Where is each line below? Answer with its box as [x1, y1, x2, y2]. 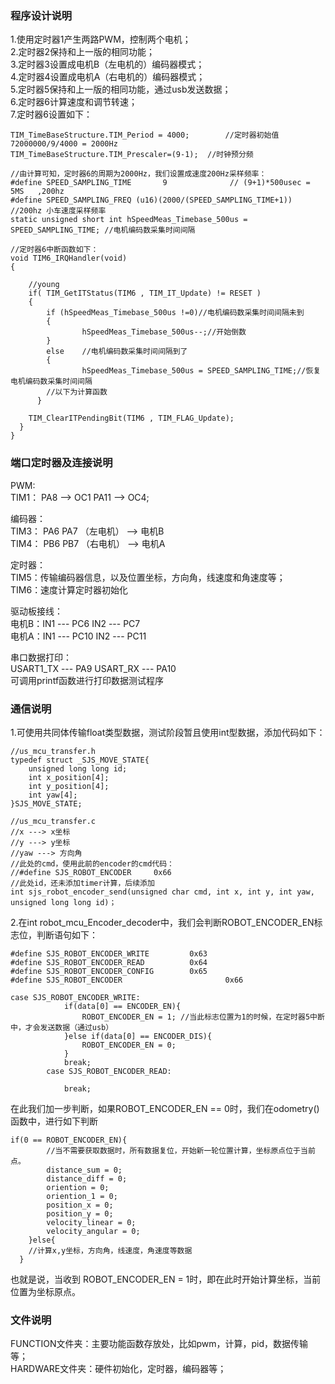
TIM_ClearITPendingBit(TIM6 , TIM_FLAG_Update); [28, 413, 235, 424]
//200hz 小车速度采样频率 [10, 206, 107, 216]
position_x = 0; [46, 1200, 114, 1210]
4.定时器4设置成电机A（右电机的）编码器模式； [10, 71, 206, 83]
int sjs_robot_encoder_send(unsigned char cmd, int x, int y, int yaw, [10, 887, 315, 897]
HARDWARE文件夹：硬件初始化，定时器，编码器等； [10, 1363, 227, 1375]
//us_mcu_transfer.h [10, 746, 97, 756]
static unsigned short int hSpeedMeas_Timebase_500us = [10, 215, 248, 225]
